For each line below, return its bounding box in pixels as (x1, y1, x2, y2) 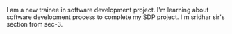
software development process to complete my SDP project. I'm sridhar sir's (6, 13, 225, 21)
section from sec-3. (6, 20, 63, 28)
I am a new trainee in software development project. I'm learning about (6, 6, 209, 14)
